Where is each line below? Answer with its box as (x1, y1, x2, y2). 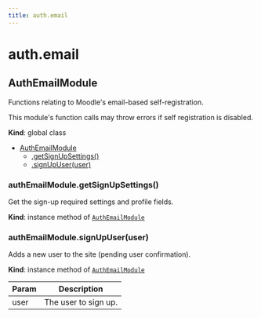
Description (58, 283, 103, 294)
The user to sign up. (44, 297, 118, 308)
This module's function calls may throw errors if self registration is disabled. (8, 112, 253, 122)
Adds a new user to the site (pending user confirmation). (8, 250, 191, 259)
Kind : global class (8, 127, 67, 137)
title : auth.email (8, 11, 68, 20)
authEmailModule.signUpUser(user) (8, 232, 149, 243)
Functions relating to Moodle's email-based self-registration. (8, 97, 204, 107)
